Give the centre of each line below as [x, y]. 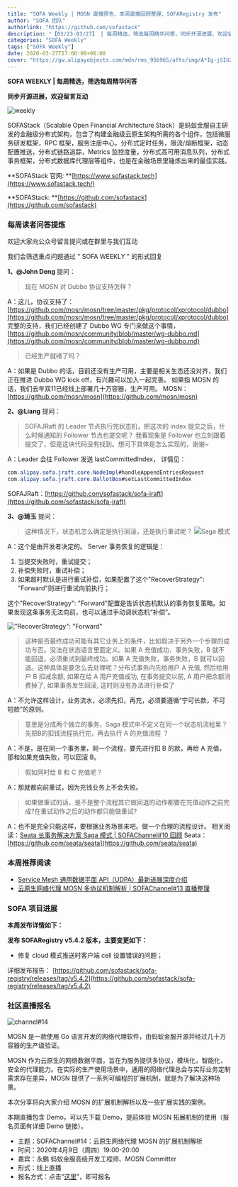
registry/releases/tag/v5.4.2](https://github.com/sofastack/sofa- [102, 978]
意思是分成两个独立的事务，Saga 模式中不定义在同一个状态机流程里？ [126, 724]
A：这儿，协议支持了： [41, 302]
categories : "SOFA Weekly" [47, 40]
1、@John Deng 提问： [41, 272]
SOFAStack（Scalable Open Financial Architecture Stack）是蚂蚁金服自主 [115, 125]
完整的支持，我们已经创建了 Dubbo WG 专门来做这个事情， [93, 326]
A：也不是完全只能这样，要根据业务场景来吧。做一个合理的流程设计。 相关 [116, 826]
